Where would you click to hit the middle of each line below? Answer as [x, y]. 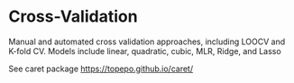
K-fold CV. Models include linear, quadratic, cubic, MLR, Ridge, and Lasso [145, 51]
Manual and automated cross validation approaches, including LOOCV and [147, 41]
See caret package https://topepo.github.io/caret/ [101, 69]
